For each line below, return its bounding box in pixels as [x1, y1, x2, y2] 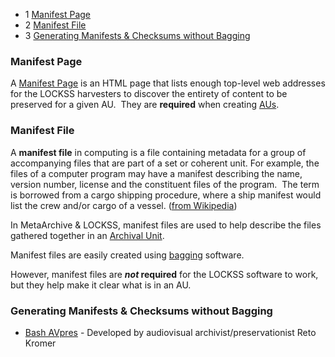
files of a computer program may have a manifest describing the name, [10, 167, 303, 179]
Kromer [24, 337, 57, 349]
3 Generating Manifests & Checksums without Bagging [24, 30, 251, 41]
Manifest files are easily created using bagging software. [10, 249, 245, 261]
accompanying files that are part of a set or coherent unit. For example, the [10, 157, 320, 169]
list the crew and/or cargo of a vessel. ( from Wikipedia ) [10, 199, 238, 211]
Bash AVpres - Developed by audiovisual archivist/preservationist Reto [24, 326, 317, 338]
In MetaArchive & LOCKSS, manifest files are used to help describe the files [10, 219, 322, 231]
